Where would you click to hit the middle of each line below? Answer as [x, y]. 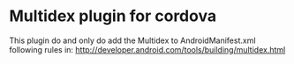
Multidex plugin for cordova [113, 16]
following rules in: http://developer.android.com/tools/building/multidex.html [147, 49]
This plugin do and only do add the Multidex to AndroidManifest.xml [132, 40]
